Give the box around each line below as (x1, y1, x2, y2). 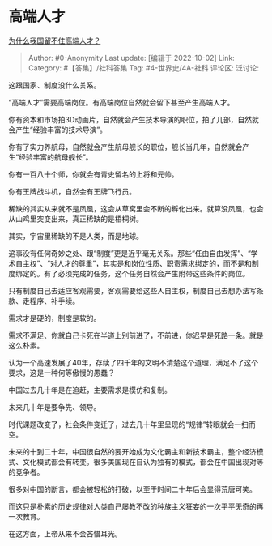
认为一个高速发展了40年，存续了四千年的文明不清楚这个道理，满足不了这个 (8, 357, 259, 367)
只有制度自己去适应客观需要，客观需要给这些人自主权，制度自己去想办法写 (8, 285, 257, 296)
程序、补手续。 (29, 296, 79, 305)
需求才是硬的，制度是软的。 (8, 313, 101, 322)
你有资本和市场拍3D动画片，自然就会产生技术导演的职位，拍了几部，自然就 (8, 114, 259, 124)
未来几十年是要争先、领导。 (8, 402, 101, 412)
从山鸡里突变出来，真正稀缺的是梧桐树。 (8, 214, 143, 224)
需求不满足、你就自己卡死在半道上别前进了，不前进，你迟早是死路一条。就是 (8, 330, 264, 340)
